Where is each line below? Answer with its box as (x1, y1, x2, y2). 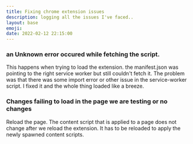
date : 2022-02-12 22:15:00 (6, 31, 73, 37)
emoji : (6, 25, 22, 31)
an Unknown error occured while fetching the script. (6, 50, 160, 59)
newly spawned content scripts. (6, 131, 84, 138)
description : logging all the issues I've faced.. (6, 14, 134, 20)
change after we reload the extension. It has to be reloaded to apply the (6, 124, 181, 132)
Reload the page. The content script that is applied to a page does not (6, 118, 177, 125)
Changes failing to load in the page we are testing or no (6, 97, 168, 105)
